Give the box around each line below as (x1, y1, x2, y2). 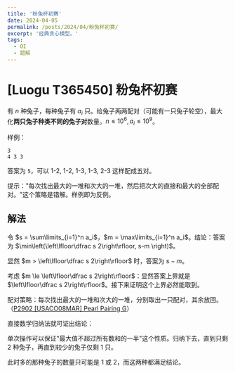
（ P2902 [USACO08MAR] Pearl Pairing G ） (7, 304, 133, 312)
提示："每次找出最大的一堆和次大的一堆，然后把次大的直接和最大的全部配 (7, 182, 220, 190)
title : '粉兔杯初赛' (7, 10, 62, 18)
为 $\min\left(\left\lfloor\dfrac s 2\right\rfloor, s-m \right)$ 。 (7, 241, 180, 250)
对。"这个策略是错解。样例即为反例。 (7, 191, 115, 199)
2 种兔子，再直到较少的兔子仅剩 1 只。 (7, 343, 118, 351)
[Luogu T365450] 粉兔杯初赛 (7, 82, 177, 99)
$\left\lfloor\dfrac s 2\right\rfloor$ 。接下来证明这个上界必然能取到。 (7, 280, 203, 289)
